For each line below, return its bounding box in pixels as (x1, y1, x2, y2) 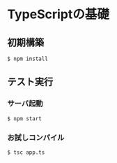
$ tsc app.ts (7, 148, 45, 156)
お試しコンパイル (7, 132, 65, 142)
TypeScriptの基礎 (7, 6, 109, 22)
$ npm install (7, 55, 49, 62)
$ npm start (7, 115, 42, 122)
